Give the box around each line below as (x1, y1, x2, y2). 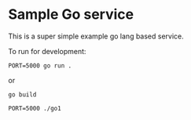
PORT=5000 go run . (8, 61, 72, 70)
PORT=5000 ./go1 (8, 104, 61, 112)
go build (8, 90, 37, 99)
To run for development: (8, 46, 86, 56)
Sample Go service (8, 5, 134, 24)
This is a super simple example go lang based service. (8, 31, 185, 41)
